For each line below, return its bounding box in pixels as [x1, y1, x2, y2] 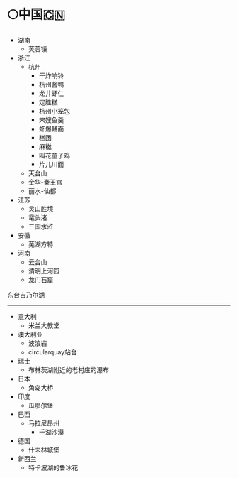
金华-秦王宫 [28, 178, 63, 186]
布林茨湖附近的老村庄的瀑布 [28, 365, 110, 374]
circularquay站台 [28, 347, 77, 356]
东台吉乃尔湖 [7, 290, 45, 299]
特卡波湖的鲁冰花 [28, 463, 79, 472]
